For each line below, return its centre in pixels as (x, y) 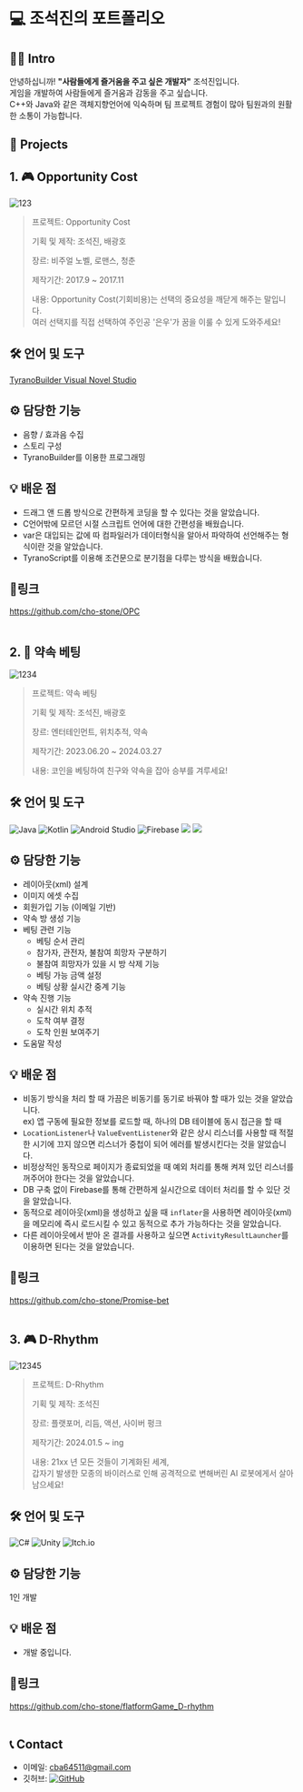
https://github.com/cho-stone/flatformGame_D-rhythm (112, 1706)
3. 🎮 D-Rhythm (54, 1339)
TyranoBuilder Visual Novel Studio (73, 380)
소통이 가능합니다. (50, 116)
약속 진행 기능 (47, 998)
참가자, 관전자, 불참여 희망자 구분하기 (102, 952)
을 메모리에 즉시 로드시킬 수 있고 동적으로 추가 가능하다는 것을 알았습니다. (152, 1223)
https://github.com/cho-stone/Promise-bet (89, 1300)
